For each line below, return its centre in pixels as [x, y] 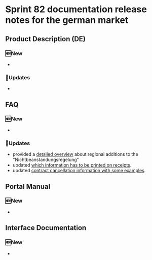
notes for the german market [67, 20]
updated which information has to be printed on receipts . [72, 165]
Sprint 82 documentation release [76, 9]
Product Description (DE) [46, 39]
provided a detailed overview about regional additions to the [75, 154]
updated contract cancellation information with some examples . [79, 171]
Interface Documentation [46, 228]
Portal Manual [28, 186]
